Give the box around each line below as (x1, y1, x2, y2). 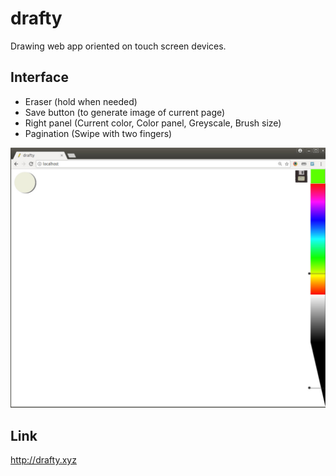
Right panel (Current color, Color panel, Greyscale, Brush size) (24, 117, 282, 129)
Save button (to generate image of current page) (24, 106, 226, 118)
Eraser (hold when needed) (24, 95, 138, 107)
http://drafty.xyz (10, 453, 77, 466)
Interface (10, 69, 69, 86)
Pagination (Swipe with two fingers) (24, 127, 173, 139)
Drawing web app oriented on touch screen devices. (10, 40, 227, 52)
